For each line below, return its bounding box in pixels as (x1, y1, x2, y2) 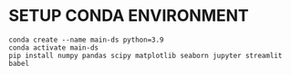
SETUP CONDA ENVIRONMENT (8, 5, 250, 26)
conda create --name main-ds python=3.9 (8, 35, 165, 44)
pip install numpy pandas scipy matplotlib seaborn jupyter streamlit (8, 51, 283, 60)
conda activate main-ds (8, 42, 99, 52)
